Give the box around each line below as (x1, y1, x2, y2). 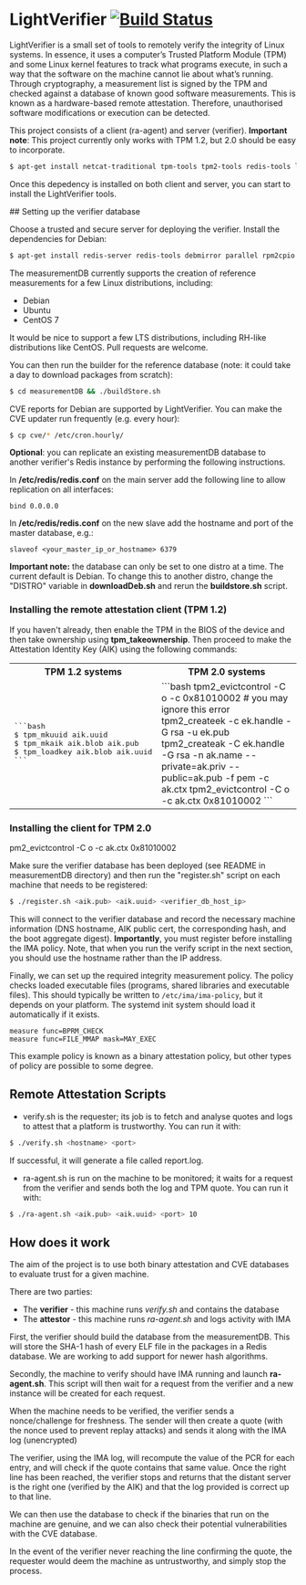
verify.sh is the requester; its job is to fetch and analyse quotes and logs (22, 1110, 293, 1122)
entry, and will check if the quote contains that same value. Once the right (9, 1462, 287, 1474)
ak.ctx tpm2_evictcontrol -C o (160, 782, 290, 795)
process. (9, 1566, 43, 1577)
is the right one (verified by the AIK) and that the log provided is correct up (9, 1482, 290, 1493)
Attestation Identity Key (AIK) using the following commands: (9, 644, 238, 655)
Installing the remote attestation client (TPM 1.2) (9, 604, 228, 616)
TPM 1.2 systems (44, 665, 123, 677)
